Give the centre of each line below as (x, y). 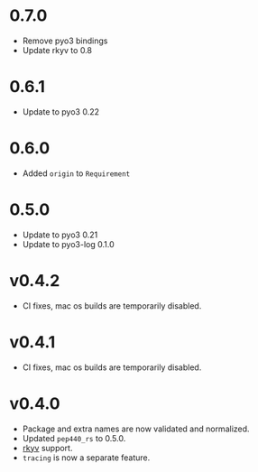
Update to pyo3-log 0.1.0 (68, 244)
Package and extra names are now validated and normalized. (136, 429)
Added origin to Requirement (76, 173)
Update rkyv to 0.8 (57, 50)
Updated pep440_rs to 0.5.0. (74, 438)
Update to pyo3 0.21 (60, 235)
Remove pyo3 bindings (65, 41)
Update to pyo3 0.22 (60, 111)
